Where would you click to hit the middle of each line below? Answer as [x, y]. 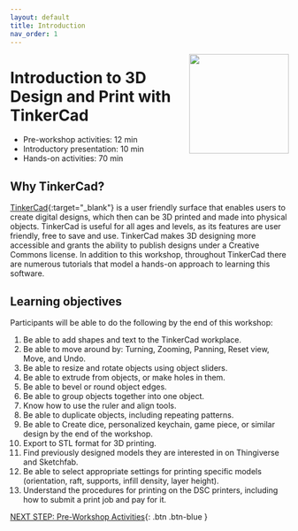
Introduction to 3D [78, 77]
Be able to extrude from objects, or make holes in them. [124, 377]
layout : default [40, 17]
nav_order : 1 [34, 34]
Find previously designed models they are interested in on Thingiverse [151, 452]
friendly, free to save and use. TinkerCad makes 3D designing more [133, 236]
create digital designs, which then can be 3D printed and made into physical [149, 217]
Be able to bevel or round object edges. [95, 387]
